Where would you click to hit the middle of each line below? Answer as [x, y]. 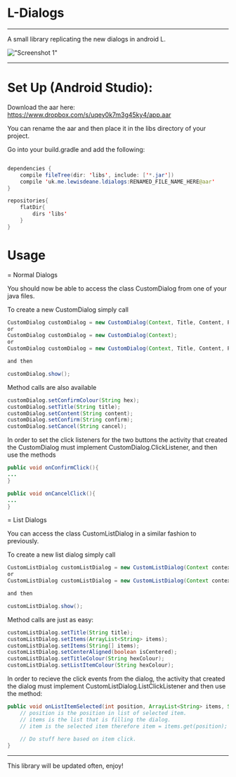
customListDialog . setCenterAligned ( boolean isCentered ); [92, 652]
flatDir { [33, 208]
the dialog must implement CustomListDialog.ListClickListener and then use [117, 686]
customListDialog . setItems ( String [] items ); [73, 645]
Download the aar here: [41, 107]
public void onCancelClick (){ [52, 493]
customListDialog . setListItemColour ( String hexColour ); [91, 665]
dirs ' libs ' [50, 214]
